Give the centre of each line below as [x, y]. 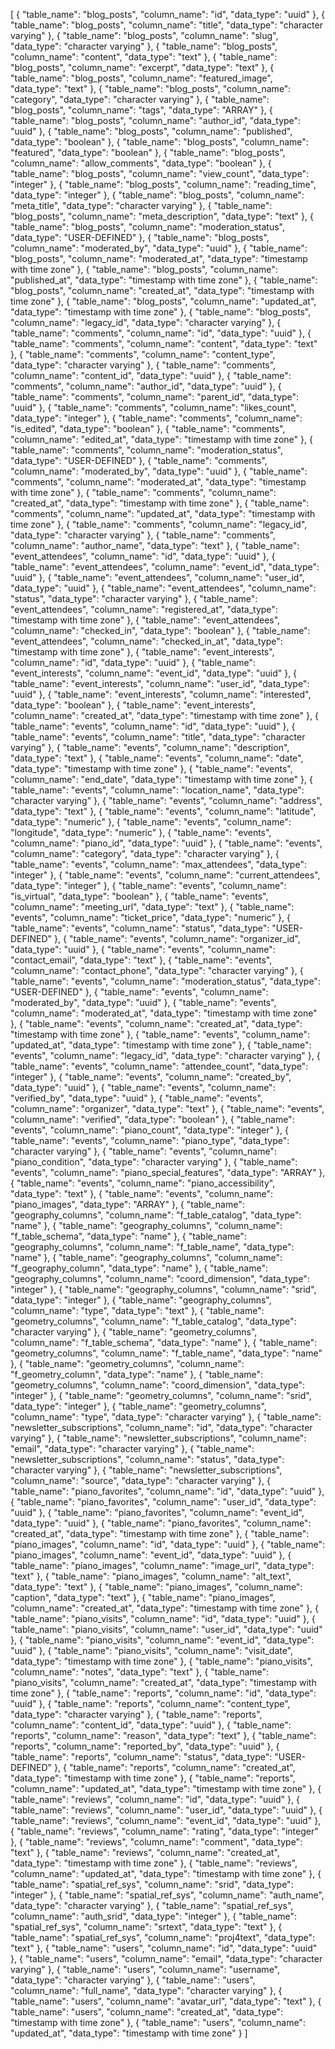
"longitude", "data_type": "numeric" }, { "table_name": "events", [141, 832]
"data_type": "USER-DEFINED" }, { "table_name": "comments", [139, 460]
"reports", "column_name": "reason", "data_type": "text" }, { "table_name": [163, 1735]
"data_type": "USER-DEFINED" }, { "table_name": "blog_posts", [140, 237]
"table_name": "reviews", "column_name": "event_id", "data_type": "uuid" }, [166, 1820]
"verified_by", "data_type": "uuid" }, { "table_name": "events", [136, 1098]
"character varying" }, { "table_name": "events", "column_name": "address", [166, 800]
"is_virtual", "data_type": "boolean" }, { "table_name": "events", [139, 896]
